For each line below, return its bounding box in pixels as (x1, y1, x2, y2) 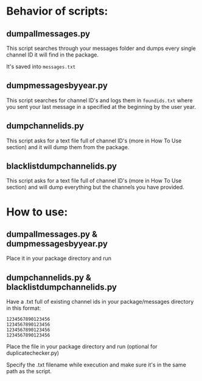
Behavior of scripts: (6, 4, 108, 18)
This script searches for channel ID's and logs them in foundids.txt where (6, 96, 193, 104)
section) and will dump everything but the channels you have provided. (6, 184, 184, 191)
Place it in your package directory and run (6, 254, 111, 262)
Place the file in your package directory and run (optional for (6, 343, 158, 351)
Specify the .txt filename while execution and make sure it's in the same (6, 361, 187, 369)
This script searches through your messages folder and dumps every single (6, 44, 196, 52)
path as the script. (6, 368, 52, 375)
